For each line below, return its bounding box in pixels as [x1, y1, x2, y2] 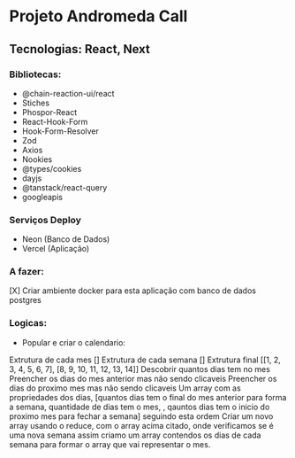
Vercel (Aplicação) [21, 244, 90, 254]
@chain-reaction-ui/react [21, 88, 115, 98]
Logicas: [9, 317, 47, 330]
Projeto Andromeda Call [9, 6, 188, 27]
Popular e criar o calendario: [21, 337, 126, 347]
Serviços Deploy [9, 213, 82, 226]
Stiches [21, 97, 50, 108]
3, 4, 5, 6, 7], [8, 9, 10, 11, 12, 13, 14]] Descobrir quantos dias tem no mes [9, 363, 271, 374]
